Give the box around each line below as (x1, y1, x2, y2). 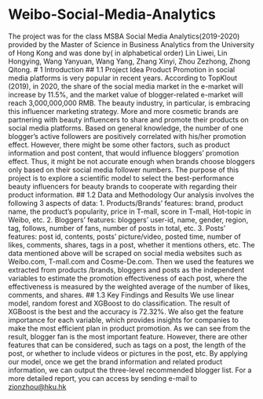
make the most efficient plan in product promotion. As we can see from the (8, 324, 251, 333)
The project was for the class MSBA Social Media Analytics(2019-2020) (8, 31, 240, 41)
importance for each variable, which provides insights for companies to (8, 315, 239, 324)
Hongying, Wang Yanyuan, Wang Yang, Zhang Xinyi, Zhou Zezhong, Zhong (8, 57, 251, 66)
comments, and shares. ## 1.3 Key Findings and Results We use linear (8, 290, 235, 299)
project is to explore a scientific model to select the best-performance (8, 173, 235, 182)
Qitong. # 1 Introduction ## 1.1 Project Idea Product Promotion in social (8, 64, 236, 74)
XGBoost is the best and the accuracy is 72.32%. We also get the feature (8, 306, 244, 316)
